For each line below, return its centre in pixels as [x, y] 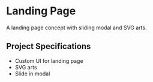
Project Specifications [49, 46]
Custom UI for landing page [49, 60]
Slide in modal [32, 74]
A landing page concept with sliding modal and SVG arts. [76, 28]
